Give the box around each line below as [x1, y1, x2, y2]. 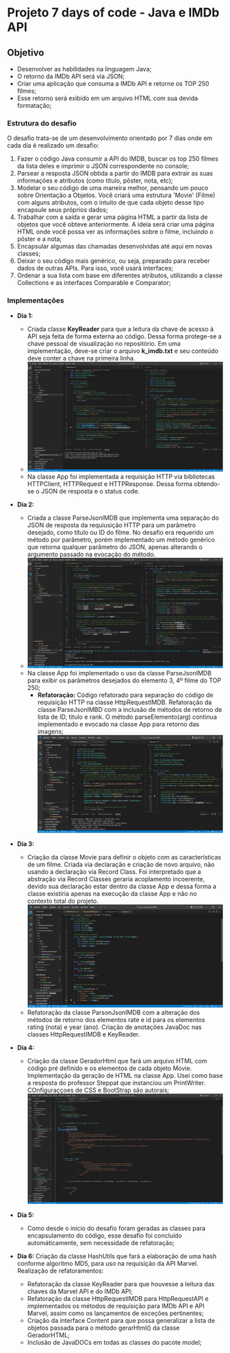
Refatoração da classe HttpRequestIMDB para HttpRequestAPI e [27, 1294, 209, 1302]
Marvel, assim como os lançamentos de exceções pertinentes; [27, 1309, 204, 1317]
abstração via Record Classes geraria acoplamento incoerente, [27, 875, 205, 883]
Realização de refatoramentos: [16, 1267, 104, 1275]
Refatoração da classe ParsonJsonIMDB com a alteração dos [27, 1008, 201, 1017]
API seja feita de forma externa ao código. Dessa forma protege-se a [27, 332, 222, 340]
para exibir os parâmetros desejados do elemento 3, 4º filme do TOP [27, 676, 221, 684]
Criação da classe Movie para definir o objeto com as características [27, 853, 221, 861]
